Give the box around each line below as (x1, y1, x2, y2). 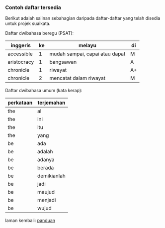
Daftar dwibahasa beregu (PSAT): (5, 30, 74, 36)
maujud (37, 189, 55, 196)
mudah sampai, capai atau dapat (49, 50, 126, 57)
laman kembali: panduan (5, 218, 56, 224)
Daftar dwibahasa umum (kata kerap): (5, 88, 83, 94)
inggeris (10, 42, 31, 49)
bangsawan (49, 59, 77, 66)
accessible (7, 50, 33, 57)
